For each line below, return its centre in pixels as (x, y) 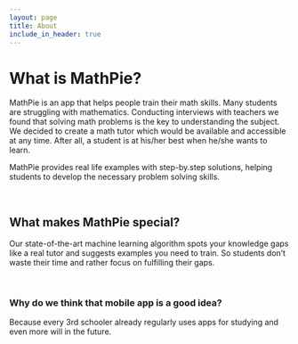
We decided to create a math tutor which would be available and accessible (148, 131)
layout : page (33, 17)
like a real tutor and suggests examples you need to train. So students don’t (148, 253)
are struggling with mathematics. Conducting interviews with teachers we (144, 112)
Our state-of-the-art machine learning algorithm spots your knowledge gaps (149, 244)
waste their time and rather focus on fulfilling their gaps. (112, 263)
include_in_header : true (55, 34)
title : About (33, 26)
